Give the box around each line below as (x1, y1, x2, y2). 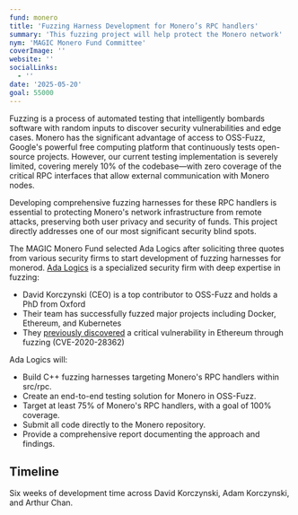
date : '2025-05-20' (9, 80, 83, 89)
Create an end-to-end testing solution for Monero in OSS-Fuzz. (22, 390, 257, 401)
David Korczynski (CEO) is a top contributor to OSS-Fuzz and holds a (22, 289, 278, 300)
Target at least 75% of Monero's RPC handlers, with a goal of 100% (22, 400, 272, 411)
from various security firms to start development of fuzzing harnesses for (9, 252, 282, 263)
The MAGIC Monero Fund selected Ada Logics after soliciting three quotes (9, 243, 285, 254)
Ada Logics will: (9, 354, 68, 364)
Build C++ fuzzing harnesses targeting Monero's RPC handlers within (22, 371, 280, 382)
